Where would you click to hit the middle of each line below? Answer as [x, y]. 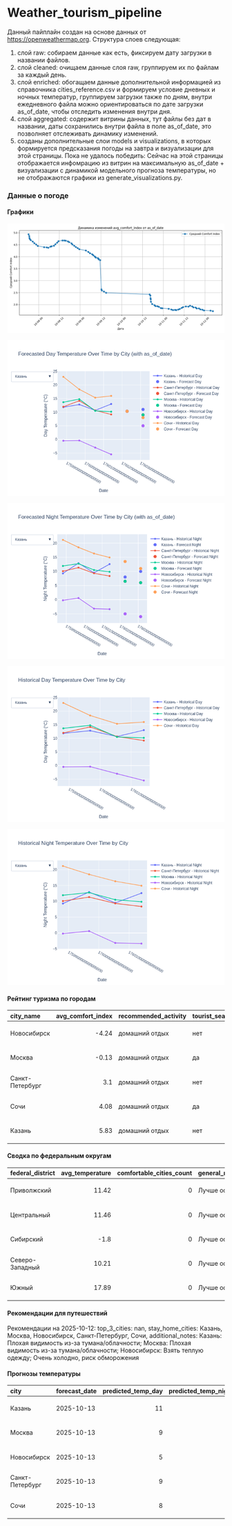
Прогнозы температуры [44, 1373]
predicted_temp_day [133, 1391]
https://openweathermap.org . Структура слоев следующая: [94, 39]
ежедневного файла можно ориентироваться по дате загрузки [110, 104]
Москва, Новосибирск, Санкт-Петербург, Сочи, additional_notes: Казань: [115, 1336]
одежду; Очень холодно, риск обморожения [73, 1358]
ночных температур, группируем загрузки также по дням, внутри [115, 97]
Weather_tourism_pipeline [85, 13]
